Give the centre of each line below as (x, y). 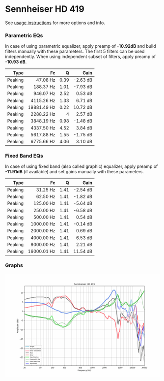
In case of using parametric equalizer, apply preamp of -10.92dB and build (81, 46)
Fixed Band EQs (24, 156)
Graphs (14, 265)
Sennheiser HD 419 (45, 9)
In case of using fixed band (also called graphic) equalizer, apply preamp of (82, 166)
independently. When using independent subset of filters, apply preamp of (81, 57)
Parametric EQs (24, 35)
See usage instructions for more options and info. (55, 23)
